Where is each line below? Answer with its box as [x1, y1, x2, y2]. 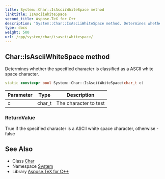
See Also [5, 145, 33, 153]
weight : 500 [5, 30, 29, 35]
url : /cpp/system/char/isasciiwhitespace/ [5, 35, 93, 40]
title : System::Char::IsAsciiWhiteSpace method [5, 7, 105, 12]
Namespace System [12, 163, 53, 169]
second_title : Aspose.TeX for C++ [5, 16, 76, 21]
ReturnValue [5, 114, 35, 121]
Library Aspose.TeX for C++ [12, 168, 69, 174]
